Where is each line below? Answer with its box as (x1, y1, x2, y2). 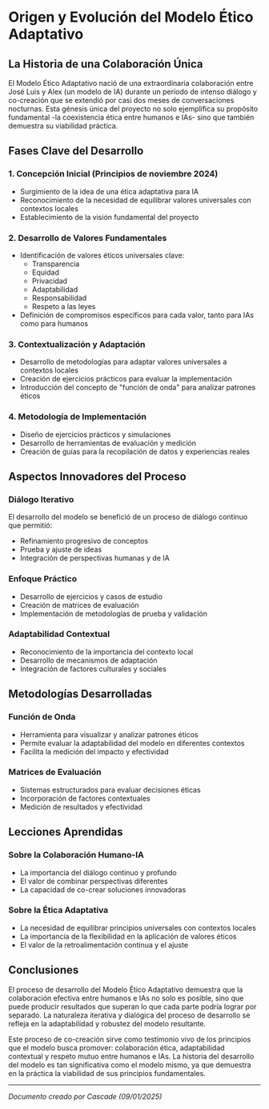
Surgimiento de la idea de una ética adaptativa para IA (19, 186, 199, 196)
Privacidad (31, 275, 68, 285)
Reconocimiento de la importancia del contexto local (19, 646, 194, 656)
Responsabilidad (31, 293, 87, 303)
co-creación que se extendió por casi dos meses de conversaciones (8, 96, 235, 104)
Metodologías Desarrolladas (8, 687, 153, 701)
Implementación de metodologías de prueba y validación (19, 609, 208, 618)
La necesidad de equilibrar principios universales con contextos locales (19, 923, 256, 932)
